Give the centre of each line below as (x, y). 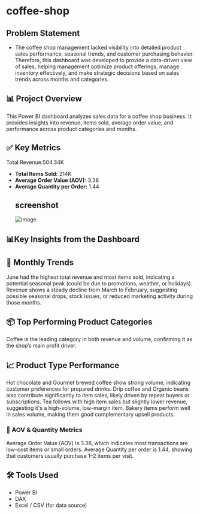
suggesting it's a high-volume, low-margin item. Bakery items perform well (98, 408)
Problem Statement (43, 33)
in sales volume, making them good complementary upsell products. (91, 415)
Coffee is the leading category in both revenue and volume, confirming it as (99, 339)
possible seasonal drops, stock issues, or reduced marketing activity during (100, 296)
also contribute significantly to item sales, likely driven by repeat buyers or (98, 396)
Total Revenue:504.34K (35, 162)
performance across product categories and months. (72, 129)
